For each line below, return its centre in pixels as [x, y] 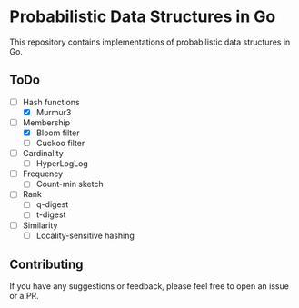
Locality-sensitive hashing [85, 235]
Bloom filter [58, 133]
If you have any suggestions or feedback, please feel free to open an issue [149, 286]
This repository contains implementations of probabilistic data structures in [150, 42]
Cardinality [43, 154]
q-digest [52, 204]
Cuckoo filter [60, 143]
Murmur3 [54, 112]
